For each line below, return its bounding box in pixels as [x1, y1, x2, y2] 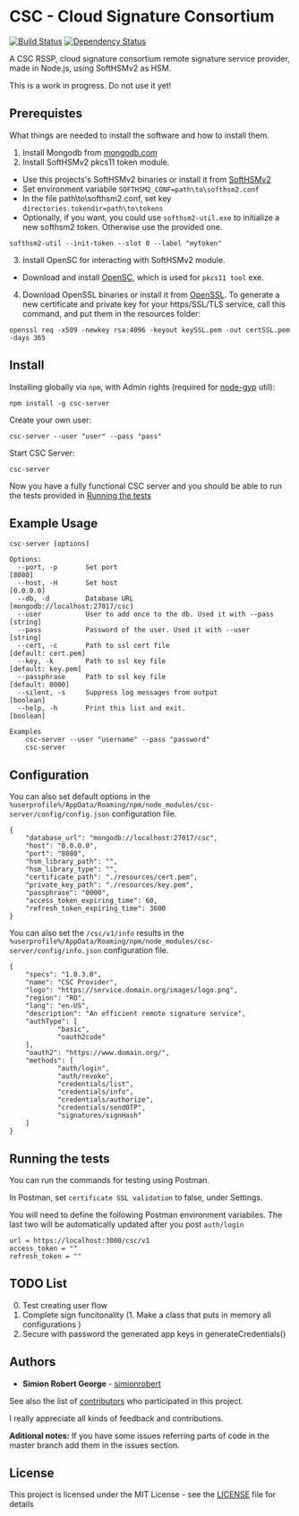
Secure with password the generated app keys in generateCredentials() [21, 1328, 286, 1339]
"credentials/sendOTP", [56, 1103, 146, 1112]
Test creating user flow [21, 1299, 107, 1310]
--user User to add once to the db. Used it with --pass [17, 610, 275, 619]
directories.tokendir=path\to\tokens [21, 204, 164, 213]
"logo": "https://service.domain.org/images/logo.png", [25, 986, 239, 995]
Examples [9, 728, 42, 737]
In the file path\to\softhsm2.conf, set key [21, 192, 172, 203]
